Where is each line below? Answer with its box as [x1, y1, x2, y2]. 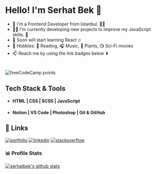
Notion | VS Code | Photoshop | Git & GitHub [12, 109, 106, 115]
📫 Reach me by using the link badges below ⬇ [12, 50, 109, 56]
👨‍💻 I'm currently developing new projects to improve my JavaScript [12, 26, 151, 32]
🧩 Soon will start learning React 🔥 [12, 37, 81, 43]
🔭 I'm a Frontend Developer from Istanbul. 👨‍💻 [12, 21, 106, 27]
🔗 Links [5, 124, 28, 133]
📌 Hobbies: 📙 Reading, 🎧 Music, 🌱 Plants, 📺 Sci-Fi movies [12, 42, 134, 49]
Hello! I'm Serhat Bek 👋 [5, 4, 102, 16]
